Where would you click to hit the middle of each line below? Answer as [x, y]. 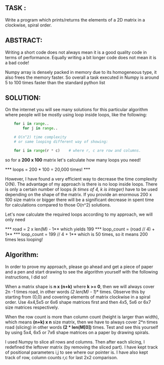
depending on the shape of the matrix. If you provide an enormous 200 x [79, 194]
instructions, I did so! [26, 277]
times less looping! [24, 239]
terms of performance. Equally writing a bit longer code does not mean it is [81, 57]
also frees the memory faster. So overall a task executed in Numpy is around [82, 77]
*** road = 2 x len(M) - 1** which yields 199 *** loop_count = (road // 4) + [80, 229]
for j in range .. [40, 128]
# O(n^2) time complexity [40, 137]
